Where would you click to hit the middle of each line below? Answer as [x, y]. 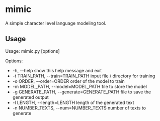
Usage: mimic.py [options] [32, 51]
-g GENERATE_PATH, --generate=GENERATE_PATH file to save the [82, 92]
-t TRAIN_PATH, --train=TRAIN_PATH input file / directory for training [84, 76]
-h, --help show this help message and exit [57, 70]
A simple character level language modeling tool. [56, 23]
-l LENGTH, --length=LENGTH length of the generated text [73, 102]
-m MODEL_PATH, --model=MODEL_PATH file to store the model [80, 86]
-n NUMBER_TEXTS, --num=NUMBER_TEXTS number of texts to [79, 108]
